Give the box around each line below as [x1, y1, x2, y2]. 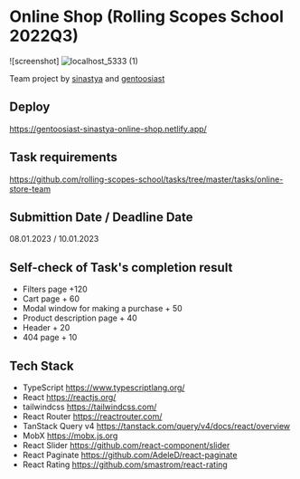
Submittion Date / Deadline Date [9, 209, 193, 225]
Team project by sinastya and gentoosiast [9, 72, 165, 83]
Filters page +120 [22, 283, 88, 295]
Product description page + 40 [22, 312, 137, 323]
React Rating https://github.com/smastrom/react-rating [22, 459, 228, 470]
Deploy [9, 100, 51, 115]
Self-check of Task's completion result [9, 260, 233, 275]
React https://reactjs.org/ [22, 392, 117, 402]
